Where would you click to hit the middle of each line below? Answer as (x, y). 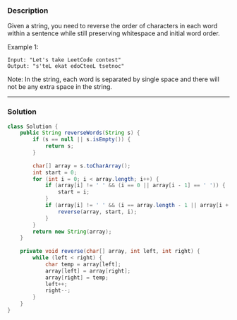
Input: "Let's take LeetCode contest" (64, 60)
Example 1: (23, 47)
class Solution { (33, 126)
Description (28, 11)
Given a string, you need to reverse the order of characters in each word (113, 26)
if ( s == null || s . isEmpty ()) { (82, 140)
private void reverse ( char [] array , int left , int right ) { (110, 251)
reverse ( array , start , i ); (97, 212)
